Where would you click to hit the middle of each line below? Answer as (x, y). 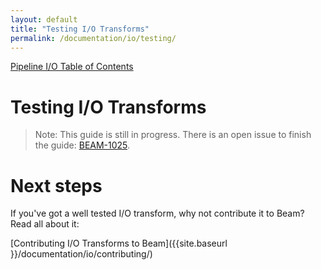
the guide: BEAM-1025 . (82, 145)
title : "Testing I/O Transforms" (80, 29)
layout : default (44, 19)
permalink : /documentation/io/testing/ (93, 38)
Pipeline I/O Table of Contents (72, 67)
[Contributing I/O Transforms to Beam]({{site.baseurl (119, 243)
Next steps (56, 185)
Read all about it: (45, 224)
